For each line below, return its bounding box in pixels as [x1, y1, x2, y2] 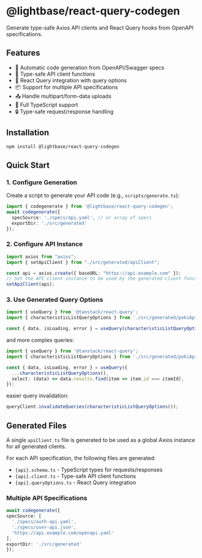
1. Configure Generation [6, 178, 78, 186]
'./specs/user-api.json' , [11, 524, 77, 530]
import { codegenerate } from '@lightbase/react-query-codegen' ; [6, 203, 173, 210]
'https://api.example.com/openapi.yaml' [11, 530, 114, 536]
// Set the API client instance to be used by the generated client [6, 275, 182, 282]
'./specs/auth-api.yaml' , [11, 519, 77, 525]
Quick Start [6, 160, 50, 170]
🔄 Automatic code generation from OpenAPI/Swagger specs [14, 64, 164, 71]
